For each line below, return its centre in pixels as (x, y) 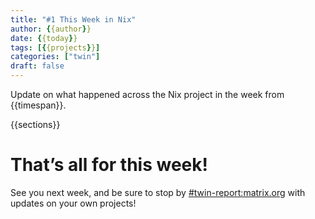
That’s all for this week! (109, 165)
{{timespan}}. (38, 105)
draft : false (37, 66)
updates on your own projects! (73, 203)
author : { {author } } (51, 29)
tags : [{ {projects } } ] (55, 47)
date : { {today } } (44, 38)
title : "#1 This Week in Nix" (73, 19)
